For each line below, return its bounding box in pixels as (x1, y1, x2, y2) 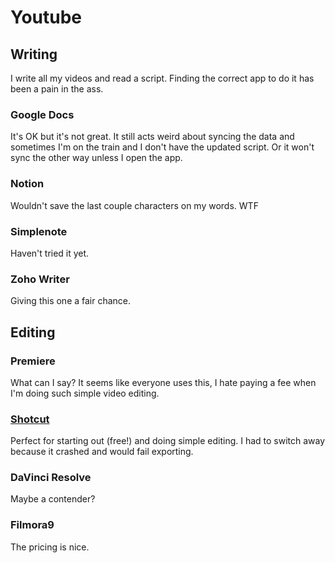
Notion (10, 177, 45, 191)
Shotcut (10, 412, 50, 426)
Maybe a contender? (10, 493, 96, 505)
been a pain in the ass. (10, 83, 104, 95)
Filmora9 (10, 518, 55, 532)
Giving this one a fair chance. (10, 295, 132, 307)
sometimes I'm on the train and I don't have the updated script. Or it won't (10, 141, 315, 153)
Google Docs (10, 107, 75, 121)
